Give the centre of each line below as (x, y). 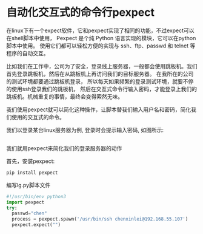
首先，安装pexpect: (31, 161)
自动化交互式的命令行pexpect (81, 12)
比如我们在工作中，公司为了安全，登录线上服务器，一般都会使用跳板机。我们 (102, 66)
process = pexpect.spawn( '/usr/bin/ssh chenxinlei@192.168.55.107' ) (100, 219)
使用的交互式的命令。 (38, 117)
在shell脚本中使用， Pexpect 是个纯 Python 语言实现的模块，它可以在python (101, 38)
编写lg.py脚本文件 (28, 185)
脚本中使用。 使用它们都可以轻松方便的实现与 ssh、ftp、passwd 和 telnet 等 (101, 46)
